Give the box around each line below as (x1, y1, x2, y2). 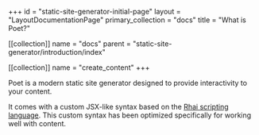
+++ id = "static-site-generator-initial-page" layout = (8, 7, 181, 16)
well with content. (8, 119, 66, 128)
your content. (8, 87, 52, 96)
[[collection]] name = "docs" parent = (8, 39, 131, 48)
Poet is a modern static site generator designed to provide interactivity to (8, 79, 248, 87)
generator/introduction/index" (8, 48, 106, 56)
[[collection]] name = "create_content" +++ (8, 63, 150, 72)
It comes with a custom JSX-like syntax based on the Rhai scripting (8, 102, 229, 111)
